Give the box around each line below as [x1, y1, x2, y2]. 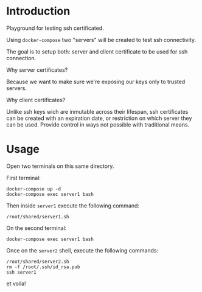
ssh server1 [6, 269, 37, 275]
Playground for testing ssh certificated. [6, 24, 105, 32]
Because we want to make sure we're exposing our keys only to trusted [6, 78, 186, 85]
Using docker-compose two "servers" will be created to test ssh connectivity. [6, 36, 197, 43]
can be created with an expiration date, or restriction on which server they [6, 114, 192, 122]
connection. [6, 54, 37, 61]
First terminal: [6, 174, 41, 181]
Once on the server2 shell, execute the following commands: [6, 246, 159, 254]
